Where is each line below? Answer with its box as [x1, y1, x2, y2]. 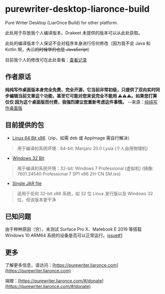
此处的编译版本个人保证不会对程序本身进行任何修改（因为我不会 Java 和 [5, 40, 151, 46]
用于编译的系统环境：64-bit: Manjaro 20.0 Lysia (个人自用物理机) [17, 145, 148, 151]
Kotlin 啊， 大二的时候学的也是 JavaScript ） [5, 46, 92, 52]
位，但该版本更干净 [17, 197, 56, 203]
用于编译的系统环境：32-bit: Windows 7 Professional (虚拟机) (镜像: [17, 165, 154, 171]
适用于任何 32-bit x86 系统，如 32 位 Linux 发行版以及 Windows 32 [17, 190, 153, 196]
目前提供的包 [5, 121, 44, 129]
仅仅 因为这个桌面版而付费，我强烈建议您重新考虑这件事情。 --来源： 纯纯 [5, 99, 154, 105]
